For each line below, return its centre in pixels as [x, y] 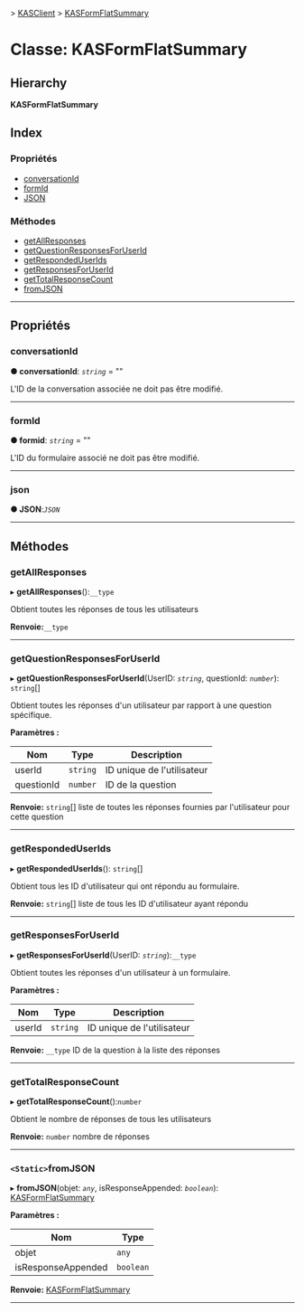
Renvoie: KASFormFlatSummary [70, 1290]
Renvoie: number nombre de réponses [80, 1137]
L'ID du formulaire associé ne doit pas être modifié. [105, 458]
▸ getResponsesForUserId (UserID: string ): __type [103, 955]
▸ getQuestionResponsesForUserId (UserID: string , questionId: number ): [145, 678]
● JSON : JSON [35, 509]
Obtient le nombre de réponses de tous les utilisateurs [111, 1119]
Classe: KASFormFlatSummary [129, 50]
